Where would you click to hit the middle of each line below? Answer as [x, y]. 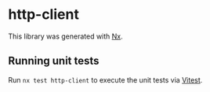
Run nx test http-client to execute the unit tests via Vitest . [105, 79]
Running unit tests [54, 61]
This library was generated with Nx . [65, 36]
